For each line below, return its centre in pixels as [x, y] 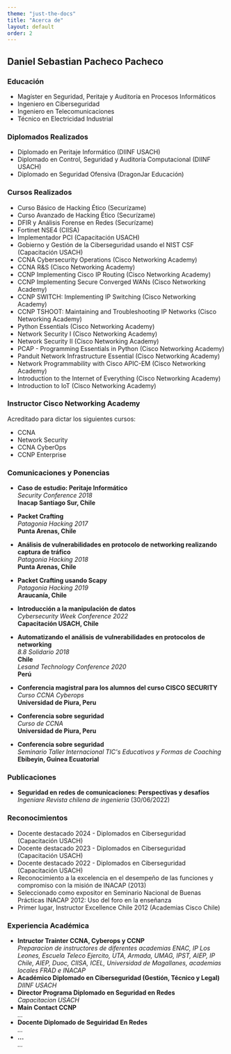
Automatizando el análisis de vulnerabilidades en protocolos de [111, 637]
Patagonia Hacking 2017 [53, 524]
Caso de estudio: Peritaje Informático [72, 488]
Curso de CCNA [40, 724]
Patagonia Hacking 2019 [53, 588]
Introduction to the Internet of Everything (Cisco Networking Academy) [119, 378]
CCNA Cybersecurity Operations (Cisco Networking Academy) [107, 260]
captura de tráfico [44, 552]
